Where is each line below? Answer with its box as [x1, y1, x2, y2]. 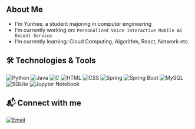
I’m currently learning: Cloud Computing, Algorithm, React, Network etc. [14, 38, 190, 45]
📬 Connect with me [6, 98, 81, 108]
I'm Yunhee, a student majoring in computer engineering [14, 20, 152, 27]
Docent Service [14, 32, 52, 39]
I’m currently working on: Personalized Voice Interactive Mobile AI [14, 26, 183, 33]
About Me [6, 5, 43, 15]
